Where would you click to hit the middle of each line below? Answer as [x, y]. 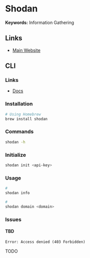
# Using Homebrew [23, 114]
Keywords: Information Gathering [40, 22]
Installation [19, 104]
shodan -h [15, 142]
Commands [19, 132]
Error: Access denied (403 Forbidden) [45, 242]
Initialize [16, 155]
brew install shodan [27, 119]
